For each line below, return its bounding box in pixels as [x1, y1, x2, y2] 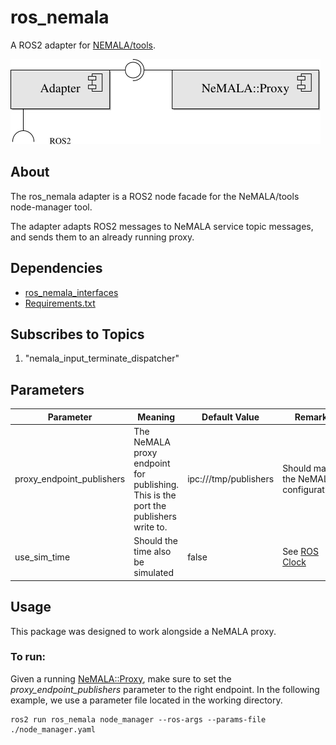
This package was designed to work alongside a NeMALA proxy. [10, 625, 277, 637]
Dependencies [10, 260, 103, 277]
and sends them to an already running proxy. [10, 231, 195, 243]
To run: [10, 650, 47, 664]
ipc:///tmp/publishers [187, 473, 275, 485]
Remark [294, 411, 328, 423]
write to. [133, 521, 168, 533]
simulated [133, 567, 175, 579]
